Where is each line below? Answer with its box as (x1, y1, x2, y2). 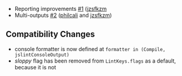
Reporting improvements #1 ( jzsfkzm (14, 5, 107, 12)
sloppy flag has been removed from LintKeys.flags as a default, (14, 57, 177, 64)
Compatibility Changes (5, 29, 96, 40)
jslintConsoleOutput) (14, 52, 69, 58)
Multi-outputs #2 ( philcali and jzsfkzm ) (14, 12, 112, 19)
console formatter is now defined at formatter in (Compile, (14, 45, 166, 52)
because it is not (14, 63, 57, 71)
